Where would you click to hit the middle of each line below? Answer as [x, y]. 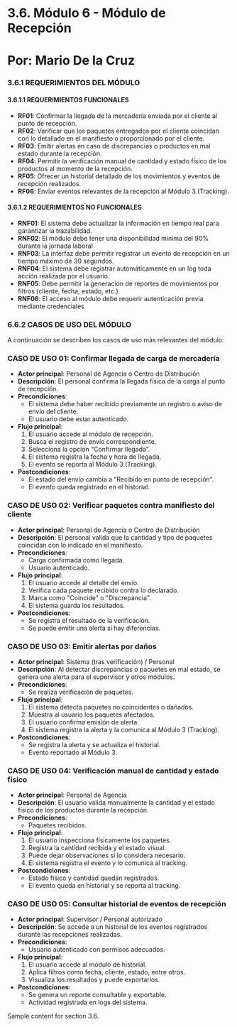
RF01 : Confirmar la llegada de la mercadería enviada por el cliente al [117, 116]
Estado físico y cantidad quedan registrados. [94, 878]
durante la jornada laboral [55, 246]
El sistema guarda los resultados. [77, 605]
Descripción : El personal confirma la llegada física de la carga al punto [121, 381]
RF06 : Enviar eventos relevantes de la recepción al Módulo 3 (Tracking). [123, 191]
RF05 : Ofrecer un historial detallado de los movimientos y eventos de [119, 176]
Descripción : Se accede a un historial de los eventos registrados [112, 927]
